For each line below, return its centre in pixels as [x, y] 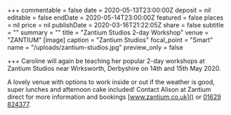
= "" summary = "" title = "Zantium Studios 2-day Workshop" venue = [108, 32]
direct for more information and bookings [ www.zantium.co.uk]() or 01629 [114, 97]
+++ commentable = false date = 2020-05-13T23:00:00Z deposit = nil [109, 10]
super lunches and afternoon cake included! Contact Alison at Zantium [110, 89]
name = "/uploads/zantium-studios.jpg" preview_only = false [95, 47]
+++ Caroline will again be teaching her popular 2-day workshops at [106, 61]
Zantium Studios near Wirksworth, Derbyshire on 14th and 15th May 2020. [114, 68]
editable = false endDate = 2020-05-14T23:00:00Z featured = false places [115, 18]
